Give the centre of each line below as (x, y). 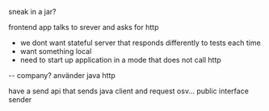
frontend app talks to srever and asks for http (84, 27)
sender (20, 99)
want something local (56, 51)
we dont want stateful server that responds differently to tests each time (140, 43)
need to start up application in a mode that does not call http (121, 60)
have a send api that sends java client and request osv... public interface (128, 91)
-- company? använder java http (62, 75)
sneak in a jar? (32, 12)
